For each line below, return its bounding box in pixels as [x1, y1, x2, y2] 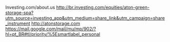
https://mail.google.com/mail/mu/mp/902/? [5, 26, 96, 32]
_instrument [5, 20, 31, 26]
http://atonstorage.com [31, 20, 80, 26]
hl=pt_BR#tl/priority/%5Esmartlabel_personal [5, 31, 101, 37]
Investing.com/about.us [5, 5, 55, 10]
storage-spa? [5, 10, 34, 16]
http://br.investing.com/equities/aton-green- [56, 5, 150, 10]
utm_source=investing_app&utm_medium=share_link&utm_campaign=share [5, 15, 165, 21]
